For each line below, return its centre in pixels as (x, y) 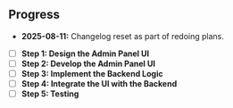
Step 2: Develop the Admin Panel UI (88, 63)
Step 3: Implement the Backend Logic (92, 73)
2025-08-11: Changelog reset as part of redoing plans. (123, 36)
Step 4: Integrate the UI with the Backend (99, 83)
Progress (34, 15)
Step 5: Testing (50, 94)
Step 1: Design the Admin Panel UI (85, 54)
